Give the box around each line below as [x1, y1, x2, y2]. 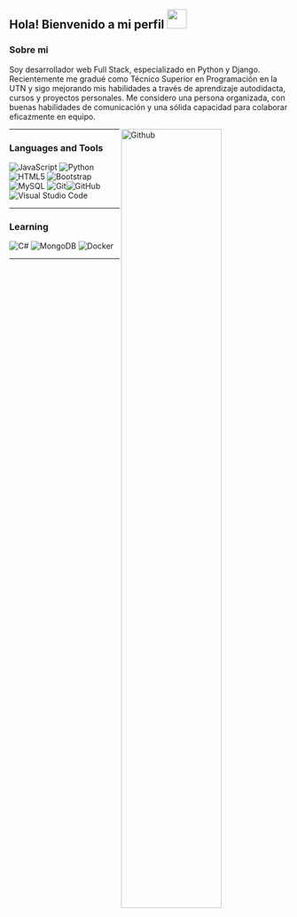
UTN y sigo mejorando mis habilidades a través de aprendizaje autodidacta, [9, 83, 286, 93]
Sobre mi [9, 43, 49, 56]
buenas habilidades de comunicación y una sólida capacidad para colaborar [9, 101, 288, 112]
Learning [9, 220, 49, 233]
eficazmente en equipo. [9, 111, 96, 122]
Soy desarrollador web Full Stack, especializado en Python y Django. [9, 64, 261, 75]
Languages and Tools [9, 141, 104, 154]
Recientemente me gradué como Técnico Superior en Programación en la [9, 73, 277, 84]
